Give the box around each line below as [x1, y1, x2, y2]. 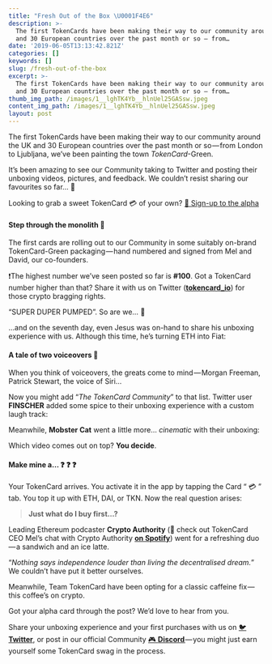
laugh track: [8, 410, 49, 419]
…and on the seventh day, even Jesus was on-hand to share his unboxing [8, 323, 255, 333]
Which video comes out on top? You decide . [8, 441, 157, 450]
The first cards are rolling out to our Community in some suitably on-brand [8, 238, 257, 248]
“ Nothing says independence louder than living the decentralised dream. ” [8, 557, 255, 567]
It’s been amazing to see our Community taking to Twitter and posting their [8, 165, 257, 174]
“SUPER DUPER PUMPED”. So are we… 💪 [8, 307, 146, 317]
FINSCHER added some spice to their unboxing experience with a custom [8, 401, 254, 411]
